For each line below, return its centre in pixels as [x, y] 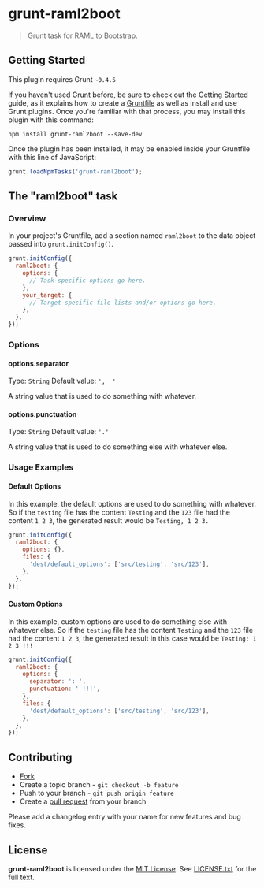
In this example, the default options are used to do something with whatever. [132, 503]
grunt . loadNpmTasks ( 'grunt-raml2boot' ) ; [76, 171]
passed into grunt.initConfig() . [61, 244]
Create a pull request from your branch [83, 801]
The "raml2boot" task [63, 197]
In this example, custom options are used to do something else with [117, 621]
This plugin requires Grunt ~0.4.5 [62, 79]
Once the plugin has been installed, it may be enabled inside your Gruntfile [129, 149]
